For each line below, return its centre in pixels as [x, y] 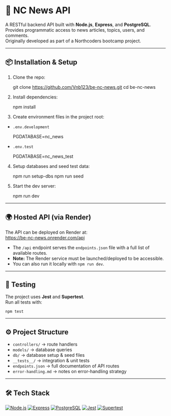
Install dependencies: [35, 97]
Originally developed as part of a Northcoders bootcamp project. [73, 41]
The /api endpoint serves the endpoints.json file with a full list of [81, 248]
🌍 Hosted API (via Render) [48, 217]
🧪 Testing [21, 285]
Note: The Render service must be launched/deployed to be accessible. [88, 258]
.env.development [31, 127]
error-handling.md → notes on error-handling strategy [69, 372]
